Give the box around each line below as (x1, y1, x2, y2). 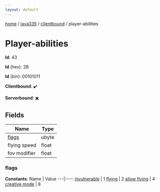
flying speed (7, 142, 36, 149)
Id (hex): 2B (5, 64, 29, 69)
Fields (5, 111, 25, 119)
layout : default (5, 7, 38, 12)
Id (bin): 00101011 (5, 73, 40, 79)
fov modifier (7, 150, 36, 157)
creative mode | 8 (5, 181, 41, 187)
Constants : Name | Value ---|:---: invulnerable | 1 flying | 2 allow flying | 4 (5, 176, 155, 182)
